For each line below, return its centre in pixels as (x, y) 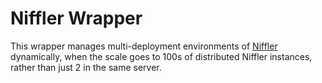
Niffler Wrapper (76, 18)
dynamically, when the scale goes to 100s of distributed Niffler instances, (161, 56)
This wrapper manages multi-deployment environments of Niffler (144, 46)
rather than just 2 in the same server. (86, 67)
